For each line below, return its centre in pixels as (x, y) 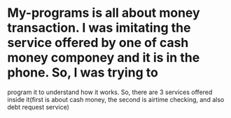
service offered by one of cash (98, 43)
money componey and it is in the (104, 58)
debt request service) (38, 107)
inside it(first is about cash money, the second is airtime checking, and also (116, 99)
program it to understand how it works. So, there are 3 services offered (110, 92)
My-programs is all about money (104, 13)
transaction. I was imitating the (99, 28)
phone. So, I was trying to (83, 73)
